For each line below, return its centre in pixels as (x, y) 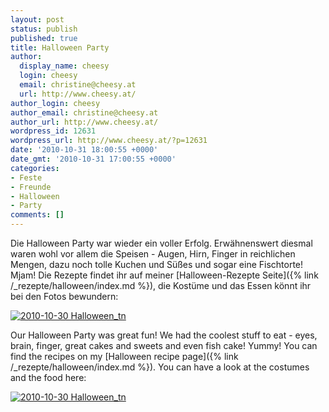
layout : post (37, 19)
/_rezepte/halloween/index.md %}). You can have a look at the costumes (160, 367)
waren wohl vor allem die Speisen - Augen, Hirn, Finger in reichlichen (153, 254)
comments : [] (37, 215)
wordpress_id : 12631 (53, 131)
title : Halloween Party (60, 47)
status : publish (44, 29)
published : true (44, 38)
